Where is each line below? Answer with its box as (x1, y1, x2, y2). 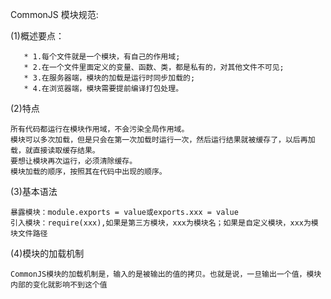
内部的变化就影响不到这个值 (10, 280, 108, 290)
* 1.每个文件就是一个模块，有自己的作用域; (23, 52, 181, 62)
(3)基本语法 (10, 186, 58, 197)
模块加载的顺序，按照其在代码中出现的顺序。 (10, 167, 167, 177)
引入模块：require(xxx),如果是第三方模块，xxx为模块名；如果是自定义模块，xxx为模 (10, 218, 319, 228)
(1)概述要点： (10, 30, 65, 42)
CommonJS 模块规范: (10, 9, 99, 20)
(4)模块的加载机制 (10, 248, 85, 259)
